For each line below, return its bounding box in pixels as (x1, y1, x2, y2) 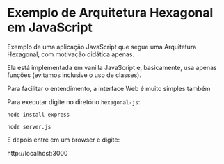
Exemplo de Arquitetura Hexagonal (7, 5, 214, 21)
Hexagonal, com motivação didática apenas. (7, 50, 134, 58)
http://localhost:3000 (7, 149, 68, 157)
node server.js (7, 123, 51, 130)
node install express (7, 111, 70, 118)
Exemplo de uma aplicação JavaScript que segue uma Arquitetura (7, 42, 197, 51)
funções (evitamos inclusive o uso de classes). (7, 71, 141, 79)
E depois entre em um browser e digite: (7, 136, 120, 144)
